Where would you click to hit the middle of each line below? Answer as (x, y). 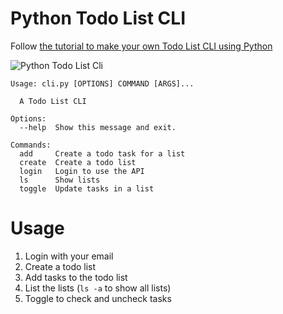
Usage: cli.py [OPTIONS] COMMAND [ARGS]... (102, 83)
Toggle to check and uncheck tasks (98, 298)
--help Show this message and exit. (98, 127)
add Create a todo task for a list (102, 153)
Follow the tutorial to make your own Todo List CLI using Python (141, 46)
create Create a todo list (78, 162)
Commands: (31, 145)
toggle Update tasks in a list (87, 188)
